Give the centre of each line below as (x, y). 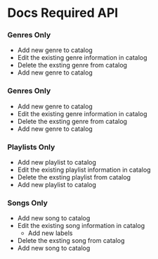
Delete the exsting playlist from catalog (74, 177)
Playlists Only (31, 147)
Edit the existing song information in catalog (81, 226)
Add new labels (50, 233)
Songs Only (27, 203)
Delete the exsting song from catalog (71, 241)
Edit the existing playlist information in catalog (84, 170)
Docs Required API (63, 13)
